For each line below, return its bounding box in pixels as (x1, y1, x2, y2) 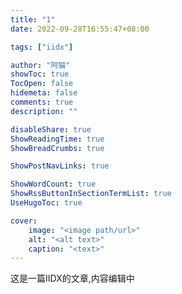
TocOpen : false (10, 79, 74, 89)
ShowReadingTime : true (10, 134, 105, 144)
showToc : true (10, 69, 70, 80)
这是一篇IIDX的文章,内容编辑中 (10, 272, 135, 285)
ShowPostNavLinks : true (10, 161, 110, 171)
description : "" (10, 106, 78, 116)
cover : (10, 216, 38, 226)
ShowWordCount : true (10, 179, 97, 190)
